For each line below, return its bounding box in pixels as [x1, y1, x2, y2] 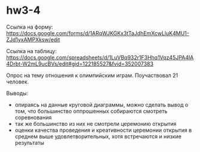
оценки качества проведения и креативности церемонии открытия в [14, 126, 192, 134]
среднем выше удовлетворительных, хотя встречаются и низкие [14, 132, 182, 140]
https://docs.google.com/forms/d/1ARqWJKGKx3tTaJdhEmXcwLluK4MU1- [6, 29, 189, 36]
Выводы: [6, 89, 29, 97]
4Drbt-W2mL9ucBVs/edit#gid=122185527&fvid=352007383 [6, 60, 154, 67]
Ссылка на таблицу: [6, 47, 57, 54]
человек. [6, 78, 29, 85]
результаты [14, 139, 45, 146]
